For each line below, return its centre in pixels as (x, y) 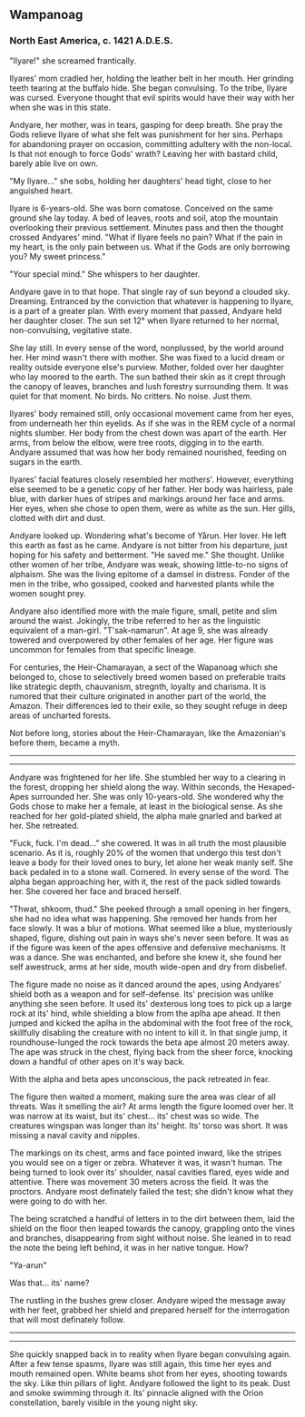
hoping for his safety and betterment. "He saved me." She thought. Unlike (147, 555)
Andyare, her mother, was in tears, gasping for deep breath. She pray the (146, 124)
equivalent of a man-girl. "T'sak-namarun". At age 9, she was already (139, 630)
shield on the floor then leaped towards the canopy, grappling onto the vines (152, 1228)
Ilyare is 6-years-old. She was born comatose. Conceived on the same (142, 208)
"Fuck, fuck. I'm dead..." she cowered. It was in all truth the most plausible (148, 842)
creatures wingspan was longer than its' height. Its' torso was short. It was (149, 1126)
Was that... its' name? (49, 1283)
